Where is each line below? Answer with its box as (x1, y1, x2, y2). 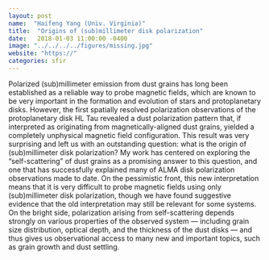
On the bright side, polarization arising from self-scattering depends (8, 208, 235, 217)
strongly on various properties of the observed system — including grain (8, 216, 250, 226)
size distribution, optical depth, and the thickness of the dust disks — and (8, 224, 252, 234)
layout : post (8, 11, 52, 20)
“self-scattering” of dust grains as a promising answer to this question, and (8, 156, 258, 166)
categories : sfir (8, 57, 67, 65)
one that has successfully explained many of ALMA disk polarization (8, 165, 235, 174)
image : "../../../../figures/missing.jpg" (8, 42, 153, 50)
